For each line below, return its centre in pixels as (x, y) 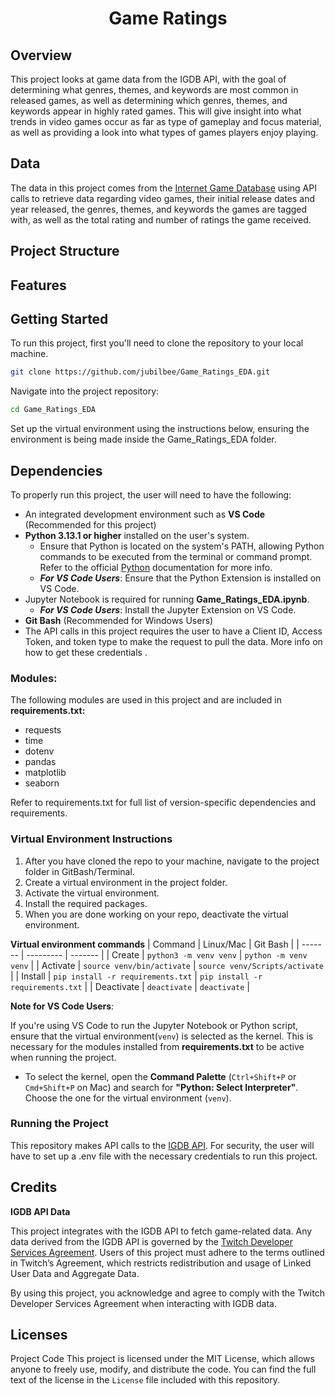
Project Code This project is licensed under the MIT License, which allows (162, 1359)
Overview (41, 55)
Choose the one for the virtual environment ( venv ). (128, 1098)
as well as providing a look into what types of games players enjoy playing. (164, 132)
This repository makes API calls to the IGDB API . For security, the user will (162, 1145)
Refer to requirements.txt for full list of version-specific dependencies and (163, 803)
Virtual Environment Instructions (91, 839)
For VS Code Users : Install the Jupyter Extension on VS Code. (168, 609)
